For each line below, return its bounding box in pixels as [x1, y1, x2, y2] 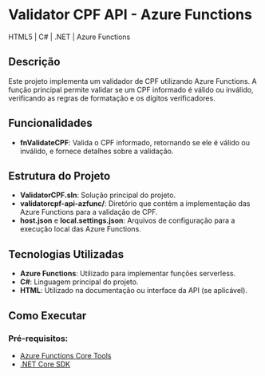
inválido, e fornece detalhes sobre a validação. [19, 146, 174, 156]
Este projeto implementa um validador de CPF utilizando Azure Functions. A [8, 76, 257, 85]
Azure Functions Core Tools [19, 350, 112, 360]
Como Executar [8, 309, 87, 323]
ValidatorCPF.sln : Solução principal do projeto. [19, 190, 176, 200]
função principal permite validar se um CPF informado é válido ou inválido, [8, 85, 254, 94]
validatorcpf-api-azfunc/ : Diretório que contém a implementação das [19, 199, 251, 208]
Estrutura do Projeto [8, 169, 111, 183]
